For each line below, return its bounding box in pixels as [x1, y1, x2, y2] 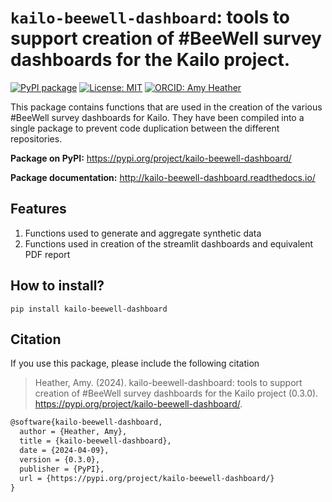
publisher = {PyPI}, [19, 464, 105, 474]
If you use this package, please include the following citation [10, 357, 260, 370]
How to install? [10, 277, 105, 295]
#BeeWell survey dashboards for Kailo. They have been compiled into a [10, 111, 305, 123]
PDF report [24, 248, 71, 260]
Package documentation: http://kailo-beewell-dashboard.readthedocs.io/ [10, 171, 316, 183]
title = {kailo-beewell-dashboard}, [19, 436, 172, 446]
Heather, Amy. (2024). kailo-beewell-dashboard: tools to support [34, 377, 303, 389]
